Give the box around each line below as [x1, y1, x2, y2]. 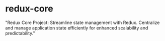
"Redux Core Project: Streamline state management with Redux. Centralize [5, 19, 160, 25]
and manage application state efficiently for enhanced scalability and [5, 24, 148, 30]
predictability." [5, 30, 35, 36]
